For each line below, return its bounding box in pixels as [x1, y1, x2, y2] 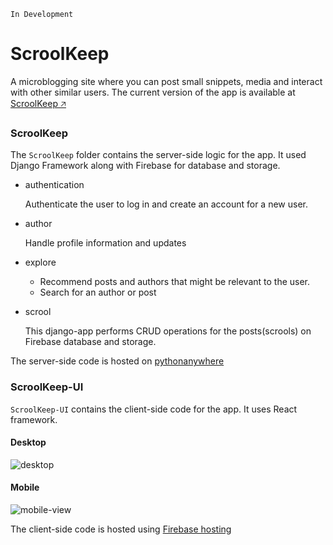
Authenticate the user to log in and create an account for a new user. [24, 198, 308, 210]
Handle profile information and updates [24, 237, 187, 249]
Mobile [10, 481, 40, 494]
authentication [24, 179, 85, 191]
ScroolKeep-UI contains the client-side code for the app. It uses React [10, 403, 298, 415]
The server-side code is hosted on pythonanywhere [10, 355, 225, 367]
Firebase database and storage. [24, 336, 157, 348]
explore [24, 256, 57, 269]
